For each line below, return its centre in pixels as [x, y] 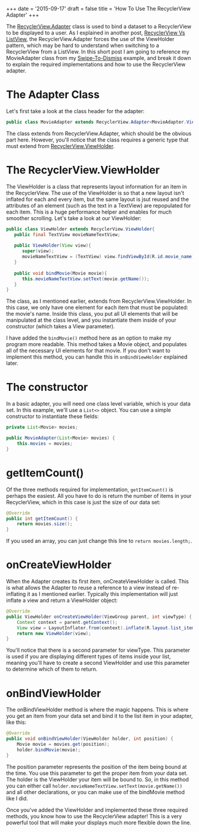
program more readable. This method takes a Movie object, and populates [97, 344]
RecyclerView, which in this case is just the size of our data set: [84, 502]
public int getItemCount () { [42, 519]
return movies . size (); [45, 524]
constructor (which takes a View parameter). [61, 326]
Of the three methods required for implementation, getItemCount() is [90, 489]
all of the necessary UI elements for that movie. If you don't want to [88, 351]
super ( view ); [38, 251]
